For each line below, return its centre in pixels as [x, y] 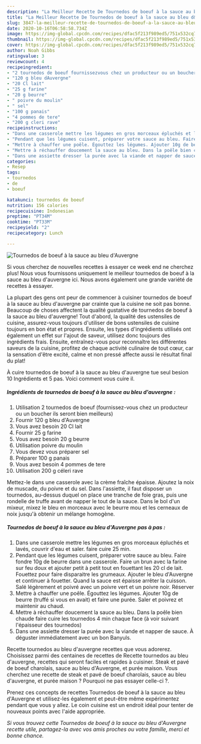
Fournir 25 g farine [38, 432]
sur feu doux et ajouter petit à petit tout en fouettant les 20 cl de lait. [99, 568]
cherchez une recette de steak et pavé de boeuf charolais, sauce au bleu [97, 674]
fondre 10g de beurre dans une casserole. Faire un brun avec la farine [101, 562]
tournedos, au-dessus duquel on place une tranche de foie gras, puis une [97, 495]
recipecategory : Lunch [35, 233]
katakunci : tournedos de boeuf [46, 200]
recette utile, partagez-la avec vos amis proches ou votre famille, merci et [98, 729]
